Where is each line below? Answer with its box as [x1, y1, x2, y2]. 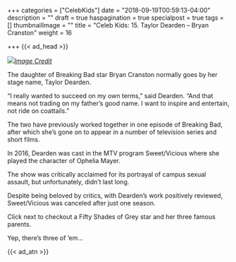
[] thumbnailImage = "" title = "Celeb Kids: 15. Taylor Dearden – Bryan [7, 21, 209, 29]
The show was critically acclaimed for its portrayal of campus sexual [7, 170, 206, 179]
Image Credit [14, 56, 53, 65]
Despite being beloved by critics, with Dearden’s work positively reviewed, [7, 191, 223, 200]
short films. [7, 136, 40, 143]
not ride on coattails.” [7, 107, 70, 115]
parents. [7, 220, 32, 228]
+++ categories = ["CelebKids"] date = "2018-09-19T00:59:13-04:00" [7, 6, 211, 14]
